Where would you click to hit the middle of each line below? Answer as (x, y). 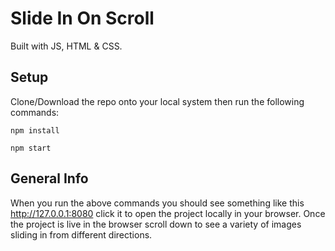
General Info (49, 178)
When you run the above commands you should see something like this (157, 203)
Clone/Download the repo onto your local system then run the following (157, 101)
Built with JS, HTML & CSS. (66, 46)
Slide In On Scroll (82, 18)
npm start (31, 148)
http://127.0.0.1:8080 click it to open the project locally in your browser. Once (168, 213)
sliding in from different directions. (81, 234)
